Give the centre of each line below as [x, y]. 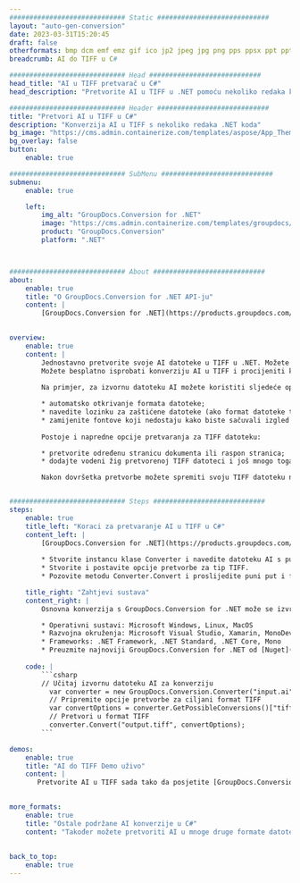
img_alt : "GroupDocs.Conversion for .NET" [121, 215]
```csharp [59, 675]
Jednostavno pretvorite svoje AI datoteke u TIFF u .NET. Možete [166, 363]
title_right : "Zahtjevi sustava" [87, 592]
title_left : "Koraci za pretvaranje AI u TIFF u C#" [125, 526]
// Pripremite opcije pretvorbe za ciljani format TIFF [155, 700]
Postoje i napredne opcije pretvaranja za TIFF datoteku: [151, 437]
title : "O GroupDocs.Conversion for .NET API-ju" [120, 297]
